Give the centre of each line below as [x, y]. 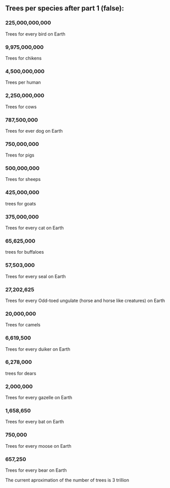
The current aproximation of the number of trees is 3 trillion [67, 480]
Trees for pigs [20, 155]
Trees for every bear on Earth [36, 470]
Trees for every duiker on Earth [38, 349]
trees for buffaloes [25, 252]
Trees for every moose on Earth [39, 446]
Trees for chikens [24, 58]
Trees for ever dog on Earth [34, 131]
